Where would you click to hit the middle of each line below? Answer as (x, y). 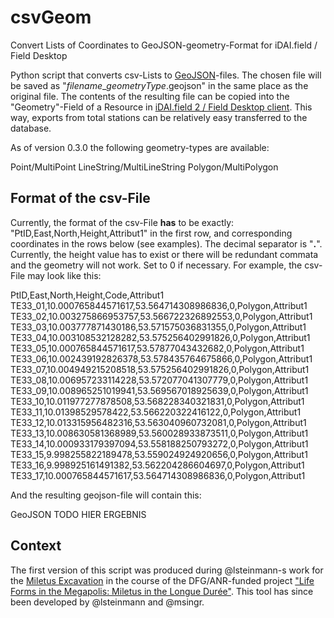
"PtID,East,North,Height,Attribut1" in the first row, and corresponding (151, 233)
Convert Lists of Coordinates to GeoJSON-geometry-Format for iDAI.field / (164, 45)
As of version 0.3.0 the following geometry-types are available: (140, 147)
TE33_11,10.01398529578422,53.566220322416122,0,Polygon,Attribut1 (156, 412)
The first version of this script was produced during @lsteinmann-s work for (167, 570)
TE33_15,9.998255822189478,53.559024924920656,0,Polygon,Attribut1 (159, 454)
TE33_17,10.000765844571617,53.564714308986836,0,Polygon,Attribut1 (158, 475)
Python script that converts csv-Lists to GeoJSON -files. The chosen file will (166, 75)
